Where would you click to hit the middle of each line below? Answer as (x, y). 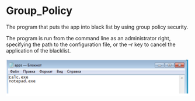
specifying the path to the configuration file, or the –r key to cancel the (91, 44)
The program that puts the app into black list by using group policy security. (97, 27)
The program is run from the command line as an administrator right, (88, 38)
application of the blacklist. (39, 50)
